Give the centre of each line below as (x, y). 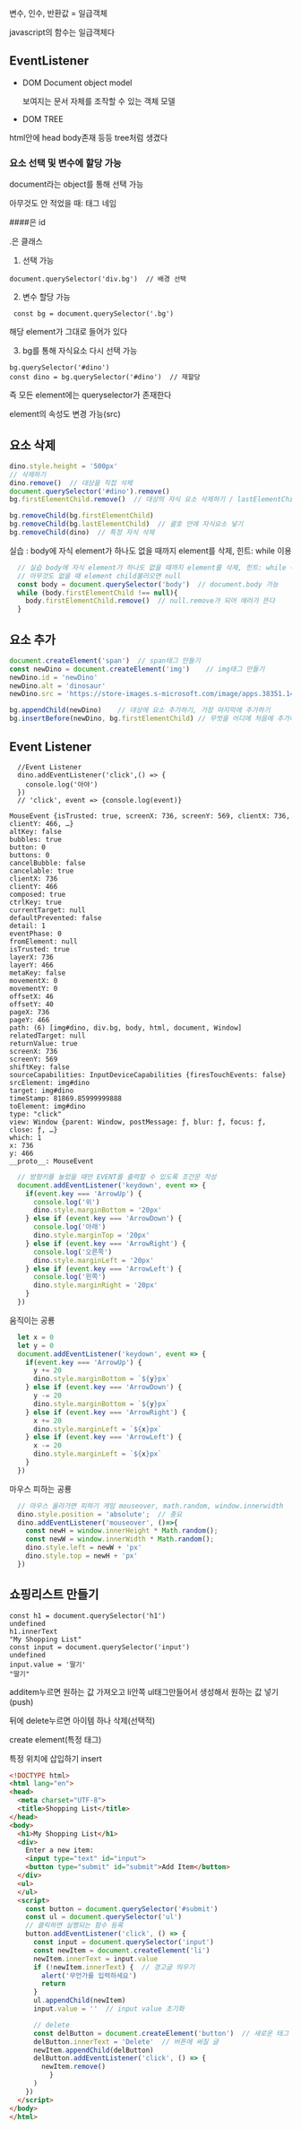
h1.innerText (34, 1631)
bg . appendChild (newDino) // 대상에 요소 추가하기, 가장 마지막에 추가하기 (140, 710)
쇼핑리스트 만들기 (54, 1595)
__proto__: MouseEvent (52, 1161)
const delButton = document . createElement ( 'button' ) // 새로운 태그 (161, 2033)
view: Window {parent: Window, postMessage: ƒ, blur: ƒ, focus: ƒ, (138, 1122)
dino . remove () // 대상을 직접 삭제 (71, 483)
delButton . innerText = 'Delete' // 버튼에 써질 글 (126, 2042)
